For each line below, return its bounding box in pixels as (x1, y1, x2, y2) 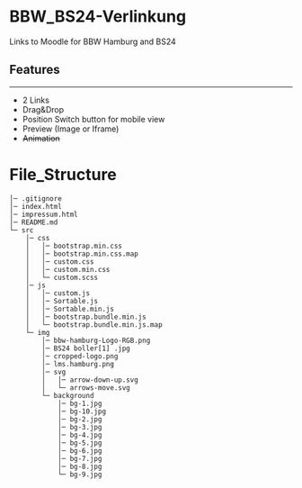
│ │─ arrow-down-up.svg (41, 375, 139, 384)
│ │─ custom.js (25, 288, 91, 298)
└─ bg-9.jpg (57, 470, 102, 479)
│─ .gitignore (9, 194, 63, 203)
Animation (22, 132, 60, 143)
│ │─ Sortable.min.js (25, 304, 115, 313)
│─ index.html (9, 202, 63, 211)
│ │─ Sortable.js (25, 296, 99, 305)
